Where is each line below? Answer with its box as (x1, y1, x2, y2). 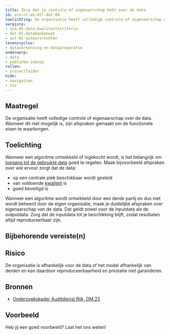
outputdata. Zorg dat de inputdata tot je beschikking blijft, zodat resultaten (5, 212, 160, 218)
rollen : (5, 64, 22, 69)
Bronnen (5, 282, 33, 291)
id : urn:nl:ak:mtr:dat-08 (5, 12, 60, 17)
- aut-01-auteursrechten (5, 36, 58, 41)
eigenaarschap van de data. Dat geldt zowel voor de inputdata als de (5, 206, 149, 212)
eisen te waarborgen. (5, 126, 50, 132)
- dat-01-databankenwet (5, 31, 56, 36)
